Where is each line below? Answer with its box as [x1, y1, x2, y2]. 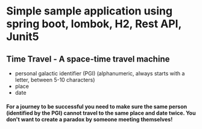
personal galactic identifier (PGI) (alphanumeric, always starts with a [14, 70, 185, 77]
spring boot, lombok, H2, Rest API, [6, 17, 182, 31]
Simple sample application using [6, 4, 173, 18]
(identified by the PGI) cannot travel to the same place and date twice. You [6, 109, 196, 116]
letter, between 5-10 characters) [14, 77, 95, 83]
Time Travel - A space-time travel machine [6, 54, 170, 64]
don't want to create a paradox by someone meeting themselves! [6, 116, 173, 123]
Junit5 [6, 30, 39, 43]
